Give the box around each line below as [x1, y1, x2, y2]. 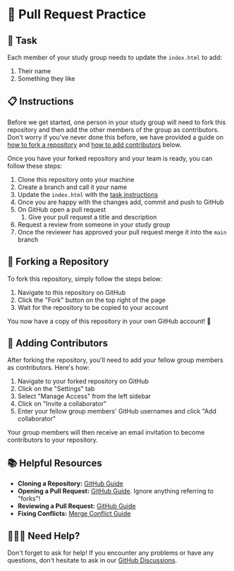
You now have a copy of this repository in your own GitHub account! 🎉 [7, 317, 211, 325]
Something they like [17, 74, 75, 83]
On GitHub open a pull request [17, 205, 106, 214]
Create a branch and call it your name [17, 183, 128, 191]
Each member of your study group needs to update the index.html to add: [7, 53, 223, 61]
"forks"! [17, 494, 41, 503]
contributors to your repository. [7, 435, 99, 444]
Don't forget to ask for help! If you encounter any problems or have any [7, 548, 214, 557]
